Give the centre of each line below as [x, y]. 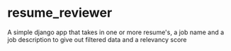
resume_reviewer [60, 13]
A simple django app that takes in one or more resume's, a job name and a [116, 32]
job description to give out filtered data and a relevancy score [97, 39]
